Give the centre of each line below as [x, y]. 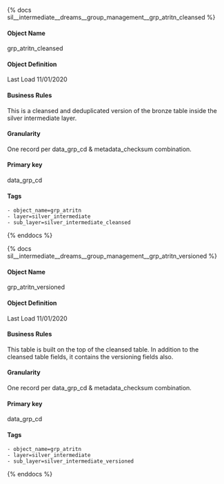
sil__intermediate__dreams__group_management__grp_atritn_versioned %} [112, 256]
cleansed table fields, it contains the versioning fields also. [90, 356]
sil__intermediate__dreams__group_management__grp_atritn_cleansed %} [111, 17]
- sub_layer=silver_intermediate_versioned [71, 461]
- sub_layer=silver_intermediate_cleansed [69, 223]
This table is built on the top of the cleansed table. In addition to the [103, 349]
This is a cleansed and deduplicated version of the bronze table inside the [112, 110]
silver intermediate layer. [42, 118]
